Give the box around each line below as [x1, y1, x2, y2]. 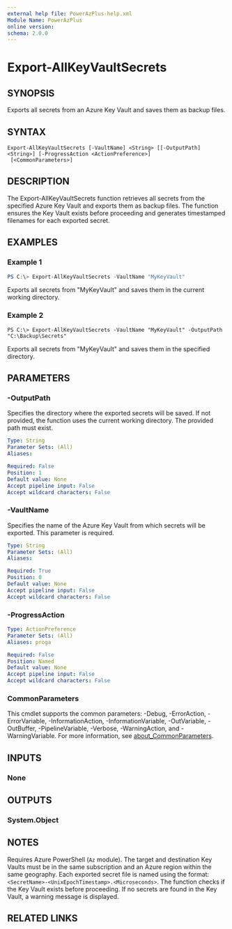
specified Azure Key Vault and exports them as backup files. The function [7, 201, 219, 210]
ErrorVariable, [7, 717, 47, 725]
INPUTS [7, 752, 42, 764]
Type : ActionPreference [7, 626, 77, 633]
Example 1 [7, 257, 42, 267]
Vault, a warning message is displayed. [7, 892, 120, 900]
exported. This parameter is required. [7, 528, 115, 537]
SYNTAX [7, 126, 47, 138]
